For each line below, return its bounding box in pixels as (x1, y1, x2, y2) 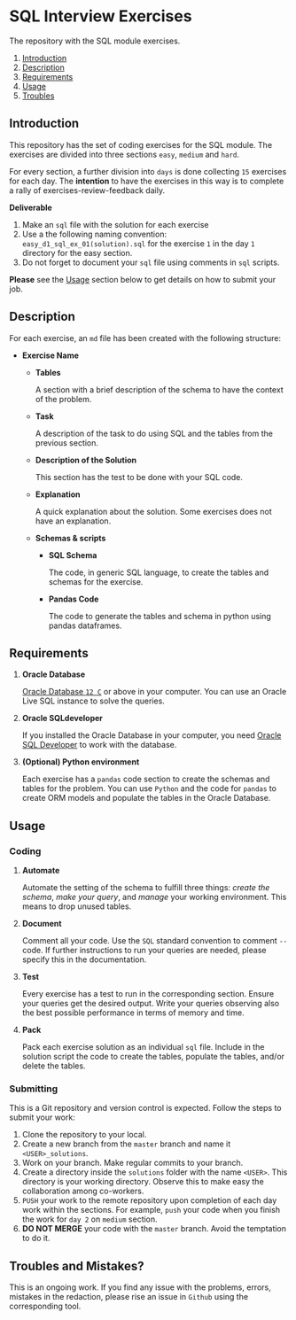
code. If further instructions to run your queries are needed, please (21, 945, 267, 956)
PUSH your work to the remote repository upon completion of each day (21, 1195, 277, 1206)
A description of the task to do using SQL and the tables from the (35, 428, 273, 439)
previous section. (35, 437, 99, 448)
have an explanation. (35, 516, 112, 526)
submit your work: (9, 1112, 75, 1122)
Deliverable (9, 202, 53, 213)
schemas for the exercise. (48, 576, 144, 586)
